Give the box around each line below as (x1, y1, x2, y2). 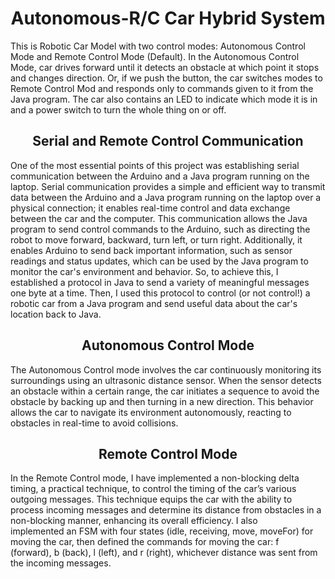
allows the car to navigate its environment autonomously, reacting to (10, 406, 292, 418)
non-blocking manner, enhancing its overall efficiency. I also (10, 515, 258, 527)
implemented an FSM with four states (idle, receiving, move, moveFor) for (10, 525, 314, 537)
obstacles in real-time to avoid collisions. (10, 417, 179, 429)
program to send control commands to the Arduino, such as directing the (10, 223, 311, 235)
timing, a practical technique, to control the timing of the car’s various (10, 483, 297, 495)
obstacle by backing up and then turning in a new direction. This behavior (10, 395, 314, 407)
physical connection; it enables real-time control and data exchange (10, 202, 291, 214)
